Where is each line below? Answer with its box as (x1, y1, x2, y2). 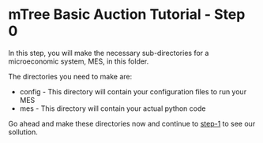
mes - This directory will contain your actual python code (19, 104, 206, 113)
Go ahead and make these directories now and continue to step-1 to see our (8, 119, 256, 128)
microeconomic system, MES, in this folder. (8, 57, 149, 66)
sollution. (8, 127, 38, 137)
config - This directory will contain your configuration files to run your (19, 86, 247, 96)
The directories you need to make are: (8, 71, 133, 81)
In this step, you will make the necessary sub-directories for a (8, 48, 209, 57)
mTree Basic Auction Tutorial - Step (8, 5, 246, 24)
